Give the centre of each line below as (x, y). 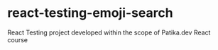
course (18, 39)
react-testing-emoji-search (90, 13)
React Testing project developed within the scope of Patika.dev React (109, 32)
